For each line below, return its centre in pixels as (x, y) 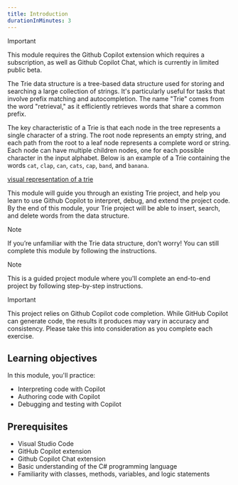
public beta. (25, 70)
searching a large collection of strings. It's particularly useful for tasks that (116, 91)
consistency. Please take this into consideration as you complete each (110, 329)
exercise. (21, 336)
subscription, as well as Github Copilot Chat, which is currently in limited (113, 62)
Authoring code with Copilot (59, 397)
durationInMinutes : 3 (39, 21)
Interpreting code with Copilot (61, 389)
